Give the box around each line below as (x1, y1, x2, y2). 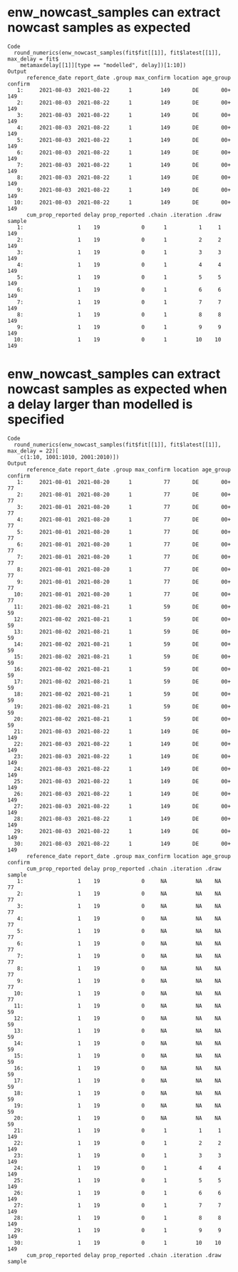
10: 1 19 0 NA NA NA (14, 990, 222, 997)
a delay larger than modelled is (7, 396, 193, 413)
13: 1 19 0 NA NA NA (14, 1027, 222, 1034)
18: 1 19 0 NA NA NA (14, 1090, 222, 1097)
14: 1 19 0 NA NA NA (14, 1040, 222, 1047)
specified (7, 411, 65, 428)
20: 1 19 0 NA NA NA (14, 1115, 222, 1122)
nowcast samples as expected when (7, 381, 227, 398)
